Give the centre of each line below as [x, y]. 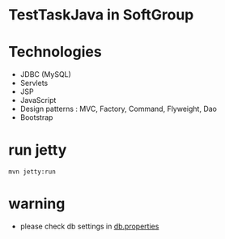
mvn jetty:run [32, 172]
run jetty [38, 150]
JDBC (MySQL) [45, 75]
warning [37, 204]
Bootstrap [36, 117]
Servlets [34, 83]
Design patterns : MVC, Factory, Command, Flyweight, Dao [118, 109]
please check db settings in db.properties [89, 226]
